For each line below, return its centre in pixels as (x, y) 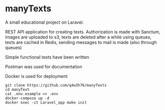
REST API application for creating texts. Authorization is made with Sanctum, (83, 32)
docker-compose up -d (27, 98)
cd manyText (17, 89)
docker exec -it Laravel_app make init (46, 102)
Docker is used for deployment (36, 76)
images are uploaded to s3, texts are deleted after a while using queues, (78, 37)
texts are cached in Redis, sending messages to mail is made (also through (81, 42)
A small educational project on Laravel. (45, 22)
